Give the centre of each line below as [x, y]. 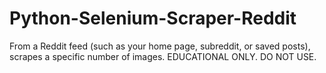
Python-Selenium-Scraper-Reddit [153, 18]
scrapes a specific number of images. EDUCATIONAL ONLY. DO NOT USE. [163, 56]
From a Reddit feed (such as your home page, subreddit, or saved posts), [160, 46]
